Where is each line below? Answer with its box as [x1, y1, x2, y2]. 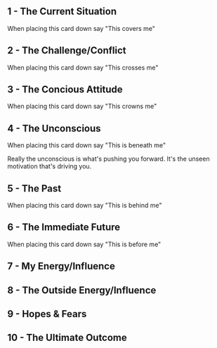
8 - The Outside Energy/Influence [7, 284, 157, 296]
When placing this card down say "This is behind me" [7, 201, 163, 210]
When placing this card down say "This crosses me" [7, 63, 159, 72]
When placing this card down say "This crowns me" [7, 102, 157, 111]
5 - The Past [7, 182, 62, 194]
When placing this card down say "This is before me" [7, 240, 162, 248]
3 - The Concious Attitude [7, 83, 123, 95]
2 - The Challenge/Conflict [7, 45, 126, 57]
